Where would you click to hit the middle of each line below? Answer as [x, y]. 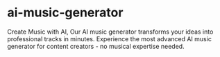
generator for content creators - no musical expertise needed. [96, 46]
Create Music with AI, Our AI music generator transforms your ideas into [110, 32]
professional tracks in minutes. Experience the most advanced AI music [109, 38]
